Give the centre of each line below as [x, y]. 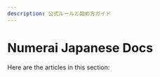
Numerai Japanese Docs [80, 48]
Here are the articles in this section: [59, 67]
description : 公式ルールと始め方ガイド [59, 14]
